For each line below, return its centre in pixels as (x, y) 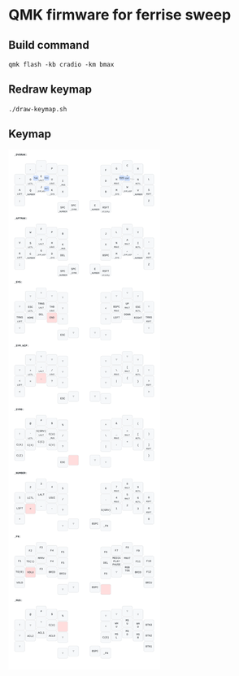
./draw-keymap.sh (38, 109)
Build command (49, 45)
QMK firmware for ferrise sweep (120, 15)
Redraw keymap (50, 90)
